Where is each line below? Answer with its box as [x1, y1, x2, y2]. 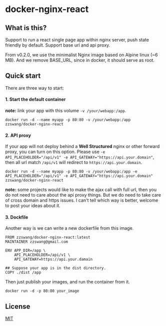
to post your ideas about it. [5, 203, 61, 209]
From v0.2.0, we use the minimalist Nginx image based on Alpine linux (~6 [5, 52, 158, 58]
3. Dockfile [5, 214, 28, 220]
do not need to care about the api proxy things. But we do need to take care [5, 192, 161, 198]
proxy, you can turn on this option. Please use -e [5, 149, 105, 155]
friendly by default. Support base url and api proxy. [5, 42, 110, 48]
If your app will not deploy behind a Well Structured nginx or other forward [5, 143, 160, 149]
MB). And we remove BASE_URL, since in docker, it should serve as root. [5, 57, 155, 63]
